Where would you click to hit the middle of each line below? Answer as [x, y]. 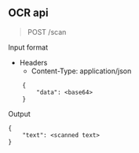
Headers [33, 62]
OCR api [28, 13]
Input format [28, 47]
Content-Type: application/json [81, 71]
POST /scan [47, 32]
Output [19, 114]
